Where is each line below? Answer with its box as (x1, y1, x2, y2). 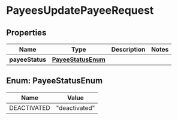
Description (111, 46, 146, 53)
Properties (6, 28, 47, 38)
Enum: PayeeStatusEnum (6, 76, 103, 86)
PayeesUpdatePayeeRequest (6, 4, 154, 17)
